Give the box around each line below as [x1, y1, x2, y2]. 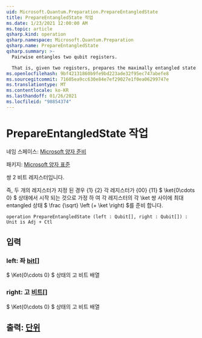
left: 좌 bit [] [6, 257, 40, 265]
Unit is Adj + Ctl [6, 219, 53, 225]
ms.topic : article [6, 25, 53, 32]
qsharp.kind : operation [6, 31, 67, 38]
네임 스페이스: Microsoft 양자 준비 [6, 148, 86, 155]
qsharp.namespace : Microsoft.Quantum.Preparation [6, 37, 134, 43]
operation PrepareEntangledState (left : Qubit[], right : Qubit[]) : [6, 213, 188, 220]
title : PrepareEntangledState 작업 [6, 15, 94, 21]
